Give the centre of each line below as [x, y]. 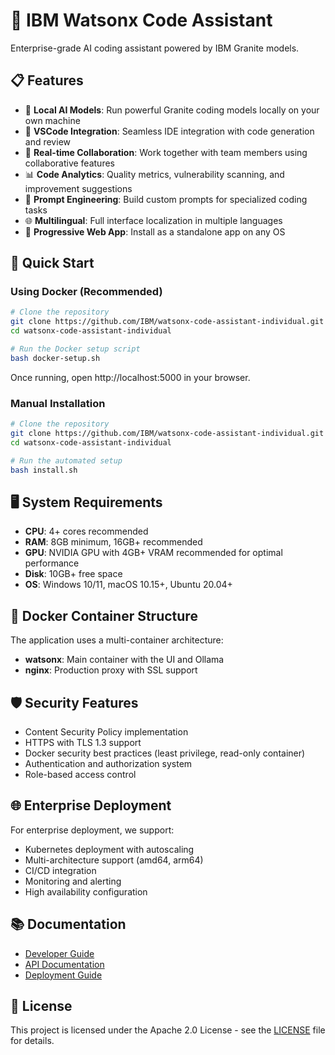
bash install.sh [44, 470]
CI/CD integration [60, 870]
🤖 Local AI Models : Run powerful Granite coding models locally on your [172, 110]
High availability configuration [86, 891]
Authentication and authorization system [108, 763]
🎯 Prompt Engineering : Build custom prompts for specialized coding [166, 199]
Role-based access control [80, 774]
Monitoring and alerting [73, 881]
